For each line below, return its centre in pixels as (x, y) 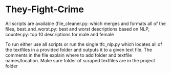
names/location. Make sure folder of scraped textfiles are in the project (80, 60)
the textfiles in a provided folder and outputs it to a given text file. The (79, 50)
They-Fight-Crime (45, 9)
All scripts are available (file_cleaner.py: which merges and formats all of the (86, 23)
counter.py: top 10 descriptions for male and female (60, 34)
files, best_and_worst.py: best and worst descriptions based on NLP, (78, 29)
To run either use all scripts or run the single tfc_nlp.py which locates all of (84, 44)
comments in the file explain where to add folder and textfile (69, 55)
